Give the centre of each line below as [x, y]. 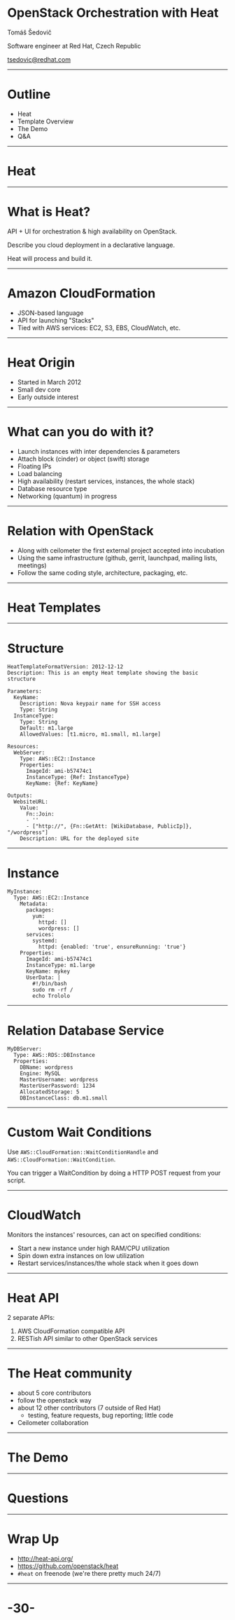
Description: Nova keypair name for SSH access [90, 704]
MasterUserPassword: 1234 [58, 1086]
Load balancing [40, 473]
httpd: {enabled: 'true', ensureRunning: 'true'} [112, 947]
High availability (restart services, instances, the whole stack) [106, 481]
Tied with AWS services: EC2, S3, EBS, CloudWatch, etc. [99, 328]
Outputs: [20, 796]
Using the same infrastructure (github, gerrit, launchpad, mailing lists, [117, 558]
